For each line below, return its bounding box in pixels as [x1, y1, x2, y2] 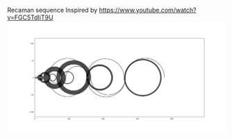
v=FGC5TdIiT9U [7, 13, 53, 22]
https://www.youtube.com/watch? [99, 6, 197, 14]
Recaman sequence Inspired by [7, 6, 98, 14]
